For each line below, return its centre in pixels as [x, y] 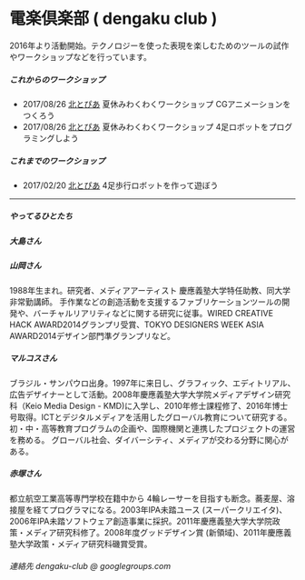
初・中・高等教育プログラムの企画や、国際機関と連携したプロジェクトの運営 [152, 428]
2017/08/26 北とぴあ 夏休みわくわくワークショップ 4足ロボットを [146, 126]
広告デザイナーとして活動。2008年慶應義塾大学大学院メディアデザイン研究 [150, 394]
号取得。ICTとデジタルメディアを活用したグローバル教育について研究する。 [151, 417]
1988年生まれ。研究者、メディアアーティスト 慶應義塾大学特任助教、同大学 [150, 290]
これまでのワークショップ [57, 161]
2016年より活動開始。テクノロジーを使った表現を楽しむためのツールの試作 [149, 45]
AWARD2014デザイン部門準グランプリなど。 [92, 335]
